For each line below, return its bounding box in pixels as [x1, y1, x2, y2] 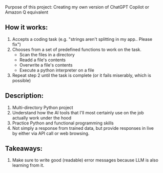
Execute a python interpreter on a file [19, 67, 94, 73]
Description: [5, 92, 44, 100]
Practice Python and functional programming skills [12, 120, 114, 126]
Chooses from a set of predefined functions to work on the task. [12, 46, 142, 52]
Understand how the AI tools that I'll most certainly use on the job [12, 109, 144, 116]
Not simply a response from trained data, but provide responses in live [12, 125, 154, 131]
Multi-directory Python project [12, 104, 73, 110]
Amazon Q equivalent [5, 9, 49, 15]
